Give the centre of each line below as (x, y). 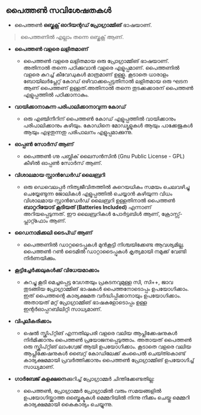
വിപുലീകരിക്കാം (33, 321)
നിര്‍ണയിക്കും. (40, 258)
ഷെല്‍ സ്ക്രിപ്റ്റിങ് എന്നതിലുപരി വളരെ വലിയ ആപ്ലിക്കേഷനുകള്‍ (100, 333)
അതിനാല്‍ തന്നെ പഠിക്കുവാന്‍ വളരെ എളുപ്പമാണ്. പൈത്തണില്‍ (101, 67)
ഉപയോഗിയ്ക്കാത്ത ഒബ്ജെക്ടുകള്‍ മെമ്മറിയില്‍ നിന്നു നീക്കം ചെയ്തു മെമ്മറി (106, 397)
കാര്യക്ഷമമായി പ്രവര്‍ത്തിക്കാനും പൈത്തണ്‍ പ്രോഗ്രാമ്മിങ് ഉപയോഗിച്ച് (109, 360)
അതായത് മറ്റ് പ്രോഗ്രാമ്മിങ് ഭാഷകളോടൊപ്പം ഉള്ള (85, 302)
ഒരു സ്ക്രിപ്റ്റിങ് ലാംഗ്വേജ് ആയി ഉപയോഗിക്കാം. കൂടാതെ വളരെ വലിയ (107, 346)
